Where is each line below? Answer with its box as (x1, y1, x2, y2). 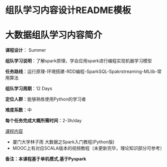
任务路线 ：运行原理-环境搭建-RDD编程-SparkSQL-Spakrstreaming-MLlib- (5, 68, 157, 74)
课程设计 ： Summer (5, 47, 46, 53)
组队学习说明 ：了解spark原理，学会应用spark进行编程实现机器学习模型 (5, 58, 152, 64)
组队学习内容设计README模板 (5, 5, 131, 16)
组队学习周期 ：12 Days (5, 86, 53, 92)
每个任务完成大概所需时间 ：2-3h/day (5, 118, 82, 124)
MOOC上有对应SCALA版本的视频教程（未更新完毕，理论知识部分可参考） (12, 145, 165, 151)
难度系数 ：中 (5, 107, 32, 113)
